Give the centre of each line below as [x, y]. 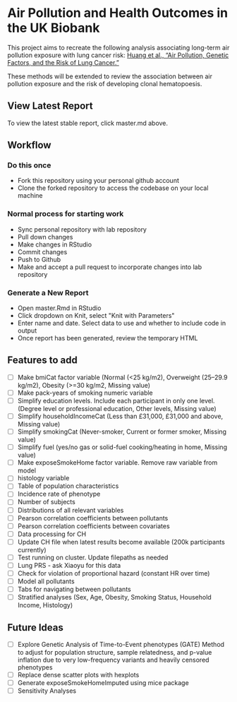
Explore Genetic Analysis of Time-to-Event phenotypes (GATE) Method [121, 645]
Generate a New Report [48, 292]
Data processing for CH [52, 534]
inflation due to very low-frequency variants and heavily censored [113, 660]
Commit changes [42, 251]
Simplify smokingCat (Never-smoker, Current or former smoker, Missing [122, 432]
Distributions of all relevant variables [71, 510]
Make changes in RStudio [55, 244]
